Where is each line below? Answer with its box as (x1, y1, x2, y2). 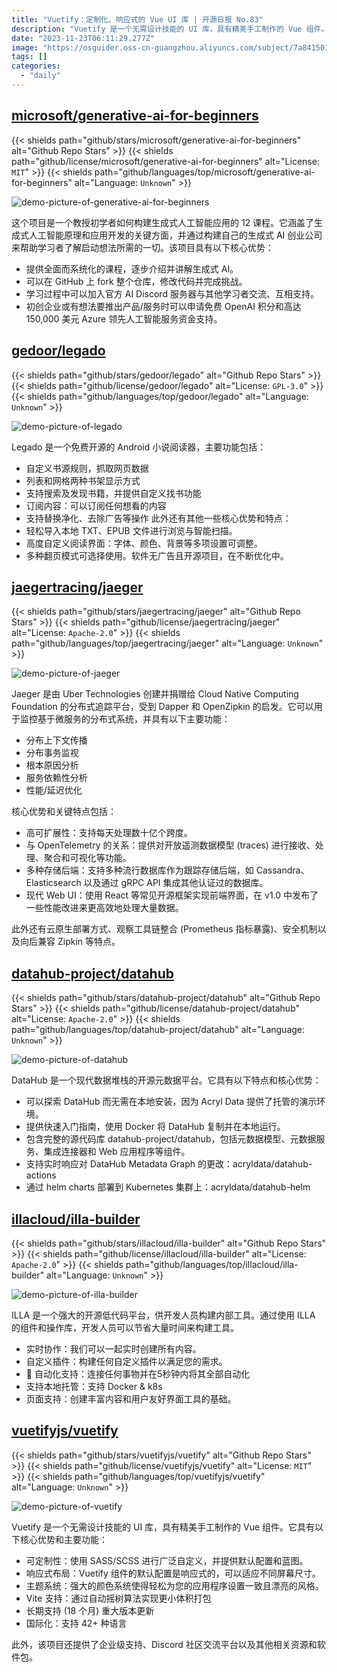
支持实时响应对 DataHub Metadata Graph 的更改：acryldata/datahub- (25, 1158, 313, 1170)
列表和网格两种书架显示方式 (25, 474, 141, 486)
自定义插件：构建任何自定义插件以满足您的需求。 (25, 1355, 228, 1367)
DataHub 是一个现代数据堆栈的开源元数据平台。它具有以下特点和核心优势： (11, 1074, 322, 1086)
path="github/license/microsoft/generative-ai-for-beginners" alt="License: (11, 155, 320, 167)
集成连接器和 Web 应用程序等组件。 (43, 1146, 191, 1158)
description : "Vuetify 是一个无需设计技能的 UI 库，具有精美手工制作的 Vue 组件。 (11, 24, 329, 34)
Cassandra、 (255, 864, 310, 876)
